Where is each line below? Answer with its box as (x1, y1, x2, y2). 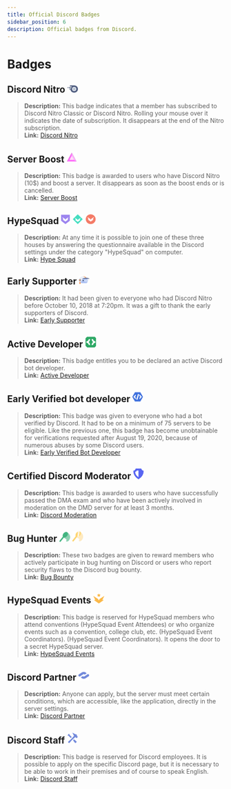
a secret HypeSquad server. (23, 642, 104, 650)
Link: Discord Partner (23, 712, 86, 720)
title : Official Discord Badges (7, 11, 100, 18)
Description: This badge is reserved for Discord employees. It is (23, 752, 207, 761)
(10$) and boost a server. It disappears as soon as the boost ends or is (23, 179, 225, 188)
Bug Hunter (7, 532, 57, 544)
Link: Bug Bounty (23, 573, 74, 581)
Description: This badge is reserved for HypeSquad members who (23, 612, 215, 621)
